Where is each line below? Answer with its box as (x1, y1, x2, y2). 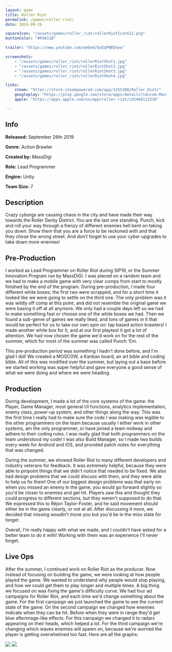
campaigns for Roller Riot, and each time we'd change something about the (5, 593, 164, 599)
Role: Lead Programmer (5, 163, 56, 169)
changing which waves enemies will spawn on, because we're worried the (5, 625, 162, 632)
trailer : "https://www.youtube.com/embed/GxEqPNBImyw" (5, 45, 125, 50)
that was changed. (5, 447, 45, 453)
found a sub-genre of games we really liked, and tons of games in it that (5, 316, 158, 322)
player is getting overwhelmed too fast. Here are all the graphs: (5, 631, 139, 637)
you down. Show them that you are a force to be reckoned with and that (5, 228, 157, 234)
